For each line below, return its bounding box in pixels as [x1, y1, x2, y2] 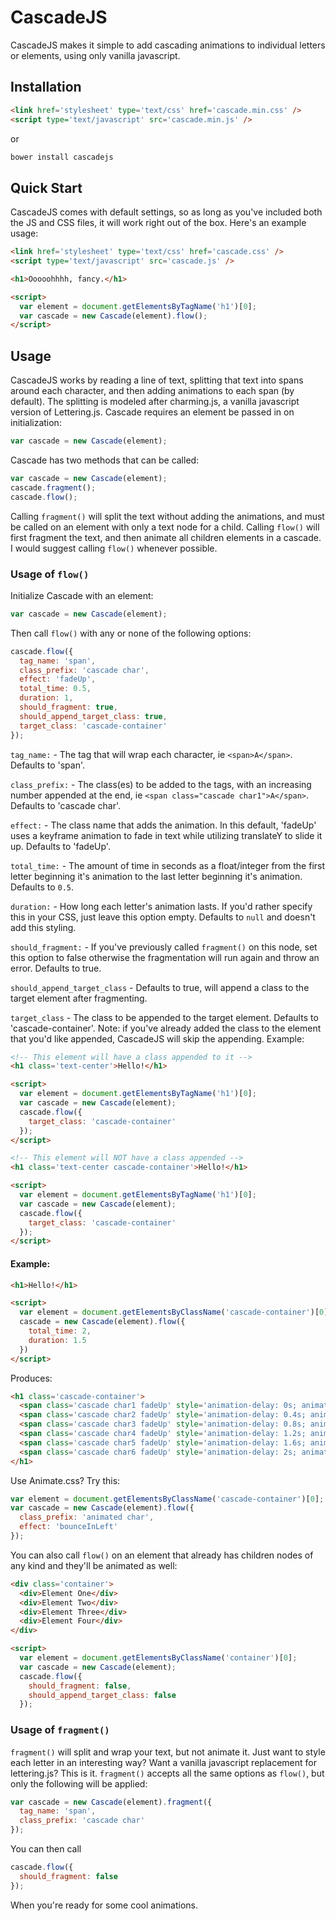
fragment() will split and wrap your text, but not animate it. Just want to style [10, 1746, 326, 1758]
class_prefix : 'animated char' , [19, 1512, 155, 1523]
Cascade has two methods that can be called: [10, 454, 200, 466]
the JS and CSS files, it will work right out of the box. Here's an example [10, 217, 307, 229]
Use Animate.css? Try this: [10, 1474, 121, 1486]
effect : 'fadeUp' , [19, 674, 97, 685]
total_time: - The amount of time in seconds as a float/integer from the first [10, 859, 326, 871]
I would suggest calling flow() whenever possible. [10, 542, 218, 554]
